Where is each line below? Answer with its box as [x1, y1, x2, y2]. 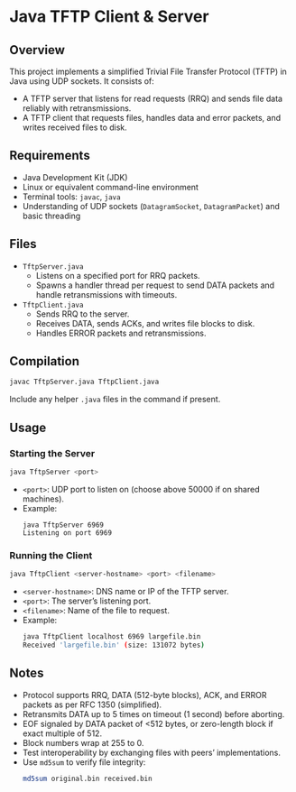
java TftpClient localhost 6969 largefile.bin [22, 632, 201, 641]
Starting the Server [9, 447, 96, 459]
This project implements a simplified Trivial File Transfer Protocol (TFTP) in [9, 66, 287, 77]
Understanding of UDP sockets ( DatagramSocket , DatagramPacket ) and [22, 200, 280, 211]
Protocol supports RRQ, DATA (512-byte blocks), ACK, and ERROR [22, 689, 267, 700]
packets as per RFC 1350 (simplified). [22, 699, 162, 710]
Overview [9, 42, 66, 58]
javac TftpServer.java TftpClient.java [9, 377, 160, 387]
